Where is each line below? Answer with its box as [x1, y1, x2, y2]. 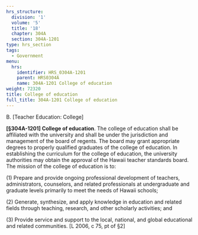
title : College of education [6, 91, 78, 97]
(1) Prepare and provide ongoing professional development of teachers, [6, 174, 180, 181]
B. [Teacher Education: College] [6, 113, 84, 120]
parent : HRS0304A [17, 75, 60, 81]
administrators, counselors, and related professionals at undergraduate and [6, 180, 190, 188]
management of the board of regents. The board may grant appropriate [6, 137, 180, 144]
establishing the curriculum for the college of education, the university [6, 150, 177, 157]
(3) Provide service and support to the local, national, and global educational [6, 216, 193, 223]
